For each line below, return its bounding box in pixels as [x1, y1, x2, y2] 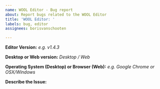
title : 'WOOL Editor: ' [5, 17, 55, 22]
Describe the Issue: [5, 79, 47, 85]
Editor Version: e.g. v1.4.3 [5, 44, 60, 50]
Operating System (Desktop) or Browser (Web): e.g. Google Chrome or [5, 64, 155, 70]
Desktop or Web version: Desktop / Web [5, 54, 91, 60]
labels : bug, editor [5, 21, 49, 27]
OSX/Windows [5, 69, 36, 75]
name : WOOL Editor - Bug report [5, 7, 73, 13]
